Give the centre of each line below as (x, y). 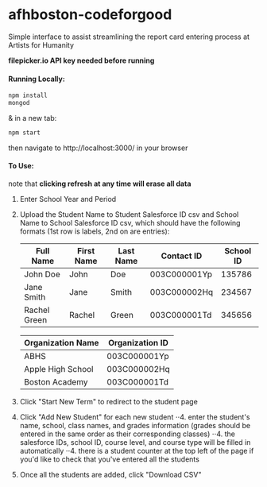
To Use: (21, 166)
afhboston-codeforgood (90, 15)
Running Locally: (37, 79)
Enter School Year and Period (68, 199)
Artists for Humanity (41, 44)
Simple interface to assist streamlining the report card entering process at (129, 37)
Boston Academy (56, 381)
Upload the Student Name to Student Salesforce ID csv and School (129, 214)
